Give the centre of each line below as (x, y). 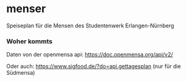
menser (26, 9)
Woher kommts (30, 41)
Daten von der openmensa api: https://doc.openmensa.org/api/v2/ (90, 55)
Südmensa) (21, 73)
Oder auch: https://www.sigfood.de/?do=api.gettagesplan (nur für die (94, 66)
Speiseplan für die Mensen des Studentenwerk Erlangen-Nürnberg (90, 26)
